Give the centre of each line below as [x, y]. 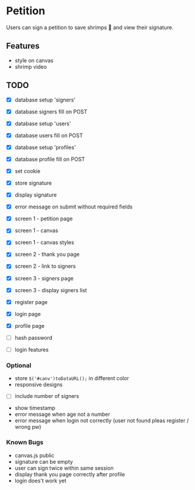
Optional [19, 365]
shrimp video [31, 67]
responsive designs [39, 385]
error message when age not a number [63, 415]
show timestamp [35, 408]
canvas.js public [34, 455]
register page [31, 302]
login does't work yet [41, 480]
